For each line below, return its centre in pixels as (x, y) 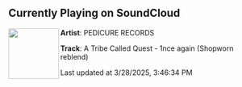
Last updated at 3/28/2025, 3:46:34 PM (126, 72)
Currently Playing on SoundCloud (94, 13)
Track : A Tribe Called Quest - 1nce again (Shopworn (147, 48)
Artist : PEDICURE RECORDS (107, 32)
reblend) (74, 56)
